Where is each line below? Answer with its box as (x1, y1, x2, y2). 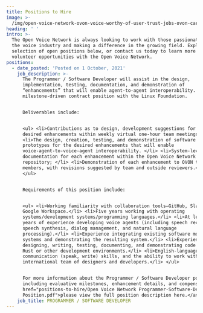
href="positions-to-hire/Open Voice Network (22, 286, 137, 292)
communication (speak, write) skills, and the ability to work (22, 253, 185, 260)
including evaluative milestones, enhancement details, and (22, 281, 177, 287)
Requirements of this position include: (22, 187, 126, 193)
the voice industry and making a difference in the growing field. (11, 43, 185, 49)
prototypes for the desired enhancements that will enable (22, 143, 174, 149)
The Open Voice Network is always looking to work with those (11, 37, 172, 43)
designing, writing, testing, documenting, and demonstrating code (22, 242, 196, 248)
